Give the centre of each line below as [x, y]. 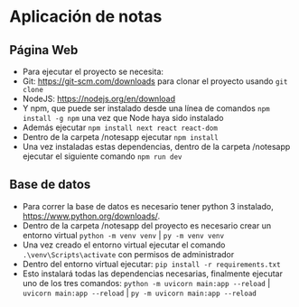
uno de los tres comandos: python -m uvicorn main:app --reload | [146, 283]
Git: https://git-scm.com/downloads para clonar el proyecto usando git [155, 81]
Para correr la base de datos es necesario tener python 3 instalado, [148, 206]
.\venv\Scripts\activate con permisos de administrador [128, 254]
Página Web [44, 50]
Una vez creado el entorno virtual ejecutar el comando [124, 245]
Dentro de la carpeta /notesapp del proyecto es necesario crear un [147, 225]
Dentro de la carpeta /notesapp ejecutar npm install [120, 137]
